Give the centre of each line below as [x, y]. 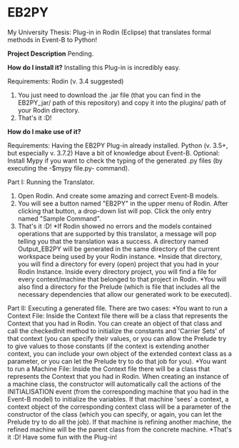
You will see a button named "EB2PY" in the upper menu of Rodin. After [123, 203]
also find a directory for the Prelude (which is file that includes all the [119, 287]
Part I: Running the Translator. [51, 182]
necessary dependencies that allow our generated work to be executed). [124, 294]
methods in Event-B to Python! [52, 39]
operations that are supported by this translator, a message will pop [117, 233]
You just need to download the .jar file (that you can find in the [109, 95]
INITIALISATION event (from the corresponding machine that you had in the [118, 391]
